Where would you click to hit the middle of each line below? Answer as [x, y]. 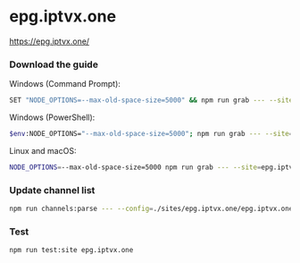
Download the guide [54, 64]
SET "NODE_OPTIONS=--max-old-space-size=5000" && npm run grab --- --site [151, 100]
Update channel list [52, 190]
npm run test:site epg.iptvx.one [71, 250]
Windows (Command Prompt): [65, 84]
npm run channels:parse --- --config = [81, 209]
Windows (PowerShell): [52, 117]
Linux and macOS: [43, 150]
